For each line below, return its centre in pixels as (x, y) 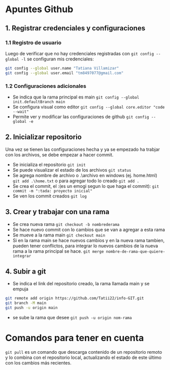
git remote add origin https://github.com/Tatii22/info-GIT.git (75, 298)
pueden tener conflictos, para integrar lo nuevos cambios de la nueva (85, 246)
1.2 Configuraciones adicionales (46, 86)
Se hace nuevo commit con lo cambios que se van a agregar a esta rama (89, 229)
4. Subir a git (26, 271)
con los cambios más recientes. (39, 363)
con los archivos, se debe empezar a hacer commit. (59, 155)
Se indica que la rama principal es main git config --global (76, 97)
